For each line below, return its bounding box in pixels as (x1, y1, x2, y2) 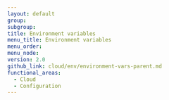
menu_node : (7, 50, 39, 57)
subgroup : (7, 23, 37, 30)
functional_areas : (7, 69, 61, 76)
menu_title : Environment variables (7, 37, 112, 44)
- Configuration (13, 82, 61, 89)
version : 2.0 (7, 56, 46, 63)
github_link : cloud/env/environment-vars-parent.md (7, 63, 162, 70)
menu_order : (7, 43, 42, 50)
